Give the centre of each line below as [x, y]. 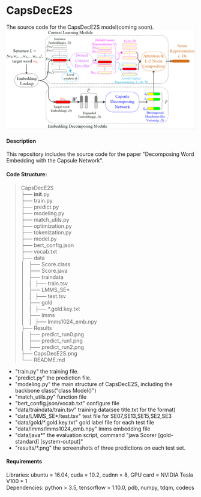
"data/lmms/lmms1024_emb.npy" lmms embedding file [82, 429]
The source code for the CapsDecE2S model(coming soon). [80, 27]
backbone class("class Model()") [55, 390]
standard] [27, 441]
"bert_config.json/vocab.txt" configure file [67, 403]
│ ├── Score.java [44, 270]
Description [21, 141]
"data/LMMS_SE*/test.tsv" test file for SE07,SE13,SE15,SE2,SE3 [93, 416]
